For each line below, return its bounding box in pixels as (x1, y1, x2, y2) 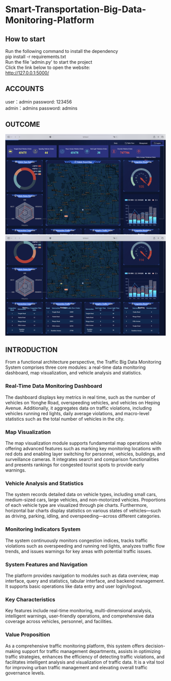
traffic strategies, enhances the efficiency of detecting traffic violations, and (5, 653, 165, 660)
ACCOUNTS (5, 85, 44, 93)
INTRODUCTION (5, 345, 58, 355)
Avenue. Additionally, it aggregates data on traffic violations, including (5, 405, 152, 411)
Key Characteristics (5, 596, 55, 603)
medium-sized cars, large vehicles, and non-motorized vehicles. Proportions (5, 497, 166, 503)
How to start (5, 35, 45, 43)
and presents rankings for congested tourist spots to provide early (5, 462, 145, 468)
